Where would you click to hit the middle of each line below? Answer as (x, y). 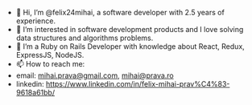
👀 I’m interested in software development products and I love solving (130, 29)
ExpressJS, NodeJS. (50, 55)
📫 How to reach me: (50, 64)
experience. (36, 21)
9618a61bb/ (35, 93)
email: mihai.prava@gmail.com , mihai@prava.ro (95, 75)
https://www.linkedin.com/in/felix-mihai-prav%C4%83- (138, 84)
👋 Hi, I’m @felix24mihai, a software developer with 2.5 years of (120, 12)
